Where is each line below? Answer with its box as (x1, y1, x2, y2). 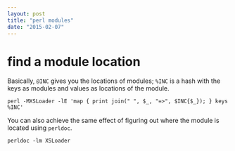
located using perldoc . (7, 124, 72, 132)
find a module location (7, 53, 141, 70)
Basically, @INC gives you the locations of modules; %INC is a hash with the (7, 77, 221, 85)
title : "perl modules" (7, 17, 74, 24)
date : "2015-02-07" (7, 23, 65, 30)
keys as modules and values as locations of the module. (7, 84, 170, 93)
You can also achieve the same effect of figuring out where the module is (7, 117, 220, 125)
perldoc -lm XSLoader (7, 138, 71, 145)
